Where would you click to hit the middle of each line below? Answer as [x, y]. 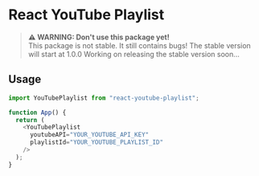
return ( [30, 120]
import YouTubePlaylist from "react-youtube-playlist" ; [104, 98]
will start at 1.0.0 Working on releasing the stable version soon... [134, 54]
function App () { [37, 113]
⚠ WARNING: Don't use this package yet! [99, 37]
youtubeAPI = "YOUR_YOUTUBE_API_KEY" [89, 135]
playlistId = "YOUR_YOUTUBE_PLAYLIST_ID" [96, 142]
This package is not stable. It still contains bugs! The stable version [139, 45]
